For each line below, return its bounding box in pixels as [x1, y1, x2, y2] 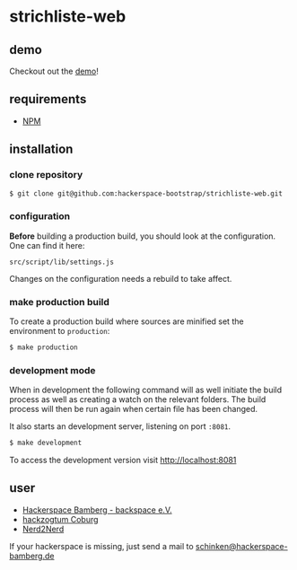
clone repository [9, 169, 83, 181]
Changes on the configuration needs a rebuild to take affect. [9, 273, 232, 284]
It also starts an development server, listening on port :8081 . [9, 421, 231, 432]
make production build [9, 295, 110, 308]
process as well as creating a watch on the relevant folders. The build [9, 394, 266, 405]
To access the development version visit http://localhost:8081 [9, 455, 237, 466]
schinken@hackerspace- [196, 540, 289, 551]
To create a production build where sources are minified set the [9, 316, 244, 327]
